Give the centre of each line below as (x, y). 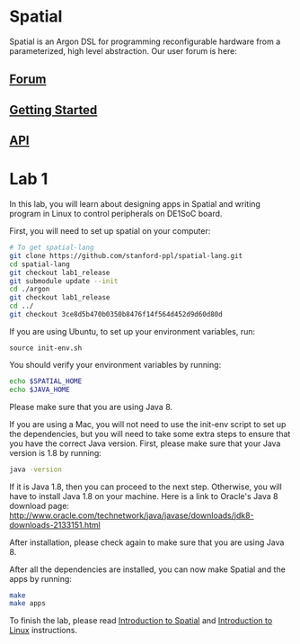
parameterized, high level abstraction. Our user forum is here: (124, 50)
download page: (40, 505)
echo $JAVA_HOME (40, 389)
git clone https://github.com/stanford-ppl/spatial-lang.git (126, 255)
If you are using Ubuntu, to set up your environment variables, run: (132, 331)
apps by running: (40, 578)
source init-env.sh (46, 348)
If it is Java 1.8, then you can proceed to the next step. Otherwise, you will (146, 487)
